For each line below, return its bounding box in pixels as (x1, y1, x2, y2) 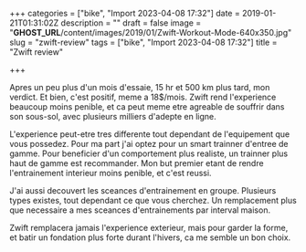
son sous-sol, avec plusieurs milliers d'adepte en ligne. (9, 111, 216, 121)
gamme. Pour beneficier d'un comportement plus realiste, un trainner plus (9, 148, 289, 159)
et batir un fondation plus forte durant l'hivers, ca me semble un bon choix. (9, 232, 291, 243)
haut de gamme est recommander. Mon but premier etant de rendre (9, 158, 264, 168)
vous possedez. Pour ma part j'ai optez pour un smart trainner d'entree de (9, 139, 290, 149)
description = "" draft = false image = (60, 17, 202, 28)
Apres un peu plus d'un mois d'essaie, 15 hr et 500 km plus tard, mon (9, 82, 270, 92)
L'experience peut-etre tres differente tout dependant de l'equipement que (9, 129, 290, 140)
